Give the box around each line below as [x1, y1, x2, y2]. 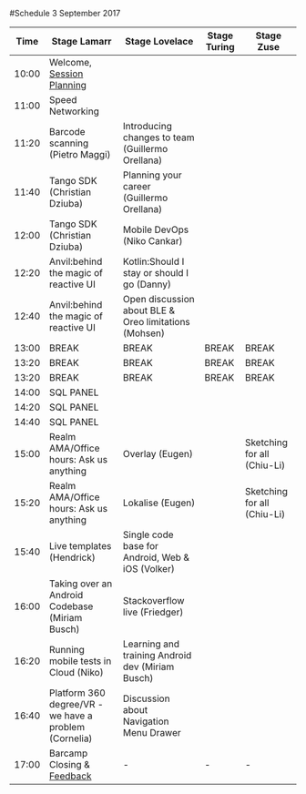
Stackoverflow [122, 595, 185, 606]
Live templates [48, 540, 112, 552]
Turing [205, 41, 235, 53]
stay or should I [122, 267, 189, 279]
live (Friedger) [122, 606, 184, 618]
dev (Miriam [122, 660, 175, 673]
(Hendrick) [48, 551, 96, 564]
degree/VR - [48, 698, 104, 710]
